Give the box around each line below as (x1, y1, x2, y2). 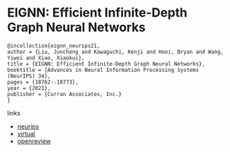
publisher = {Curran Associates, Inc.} (7, 91, 122, 97)
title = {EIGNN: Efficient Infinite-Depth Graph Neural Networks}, (7, 60, 206, 67)
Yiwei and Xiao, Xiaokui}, (7, 54, 85, 61)
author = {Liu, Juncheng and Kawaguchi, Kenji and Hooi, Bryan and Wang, (7, 48, 224, 55)
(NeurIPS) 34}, (7, 73, 51, 79)
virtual (17, 129, 36, 137)
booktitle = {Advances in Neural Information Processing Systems (7, 66, 199, 73)
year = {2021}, (7, 84, 51, 91)
